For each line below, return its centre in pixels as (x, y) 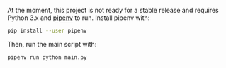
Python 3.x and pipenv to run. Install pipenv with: (79, 18)
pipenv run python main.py (47, 57)
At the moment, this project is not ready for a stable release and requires (113, 10)
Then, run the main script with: (52, 44)
